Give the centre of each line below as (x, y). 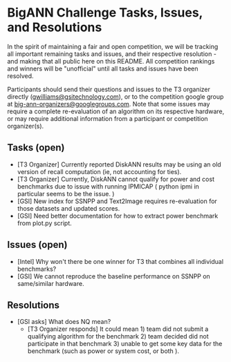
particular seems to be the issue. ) (66, 193)
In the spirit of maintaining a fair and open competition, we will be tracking (113, 46)
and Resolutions (55, 27)
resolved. (20, 76)
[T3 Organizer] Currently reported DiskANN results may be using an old (119, 164)
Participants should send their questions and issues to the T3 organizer (109, 89)
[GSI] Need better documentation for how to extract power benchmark (118, 216)
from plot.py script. (45, 223)
